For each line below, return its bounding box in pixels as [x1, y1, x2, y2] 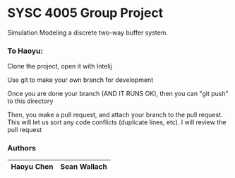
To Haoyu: [7, 46, 44, 56]
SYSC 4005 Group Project [7, 5, 164, 21]
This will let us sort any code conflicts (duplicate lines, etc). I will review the [7, 118, 227, 126]
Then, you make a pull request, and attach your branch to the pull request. [7, 111, 224, 119]
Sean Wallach [59, 161, 107, 171]
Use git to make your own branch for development [7, 76, 154, 84]
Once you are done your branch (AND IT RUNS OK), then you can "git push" [7, 90, 229, 98]
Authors [7, 143, 37, 153]
